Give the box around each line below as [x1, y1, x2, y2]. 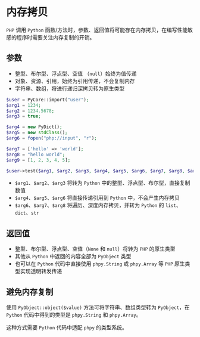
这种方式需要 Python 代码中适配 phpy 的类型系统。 [6, 324, 128, 331]
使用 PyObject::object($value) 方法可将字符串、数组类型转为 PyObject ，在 [6, 304, 190, 311]
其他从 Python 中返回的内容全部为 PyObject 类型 [14, 253, 132, 260]
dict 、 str [14, 209, 39, 217]
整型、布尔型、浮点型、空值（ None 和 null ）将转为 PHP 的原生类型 [14, 245, 176, 252]
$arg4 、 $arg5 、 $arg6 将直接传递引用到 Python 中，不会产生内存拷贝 [14, 194, 180, 202]
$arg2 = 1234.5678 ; [6, 108, 55, 114]
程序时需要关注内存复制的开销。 [16, 33, 95, 41]
